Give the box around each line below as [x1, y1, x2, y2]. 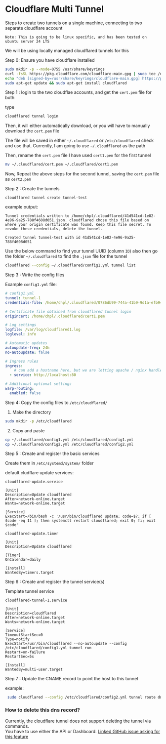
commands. [5, 723, 30, 729]
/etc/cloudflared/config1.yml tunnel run [5, 646, 92, 651]
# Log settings [5, 323, 37, 328]
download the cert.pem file [5, 128, 60, 134]
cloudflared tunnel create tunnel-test [5, 195, 87, 201]
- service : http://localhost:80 [9, 372, 77, 377]
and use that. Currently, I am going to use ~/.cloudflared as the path [5, 143, 146, 149]
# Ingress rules [5, 359, 39, 364]
